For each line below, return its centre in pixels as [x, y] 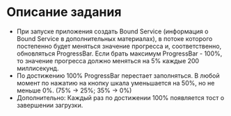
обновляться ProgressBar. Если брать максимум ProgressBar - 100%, [119, 53]
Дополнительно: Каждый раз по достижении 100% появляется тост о [120, 97]
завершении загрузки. [50, 105]
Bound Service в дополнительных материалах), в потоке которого [114, 38]
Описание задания [64, 12]
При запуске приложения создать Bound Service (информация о [112, 31]
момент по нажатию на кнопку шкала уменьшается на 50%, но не [115, 83]
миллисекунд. [38, 68]
